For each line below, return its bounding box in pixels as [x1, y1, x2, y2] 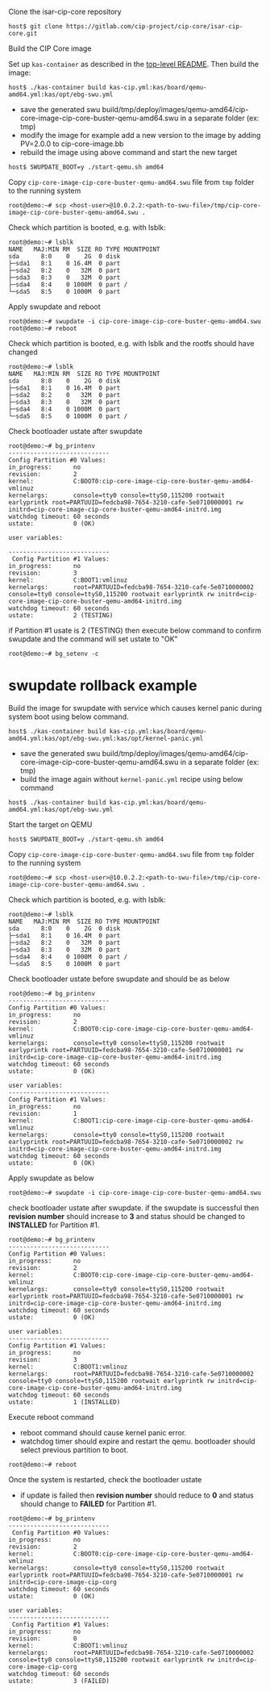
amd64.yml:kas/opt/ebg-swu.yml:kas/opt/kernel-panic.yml [8, 734, 204, 742]
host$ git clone [8, 23, 63, 31]
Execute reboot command [8, 1412, 94, 1422]
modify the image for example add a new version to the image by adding [19, 131, 261, 140]
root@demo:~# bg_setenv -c [8, 650, 99, 658]
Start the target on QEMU [8, 819, 93, 829]
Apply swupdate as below [8, 1173, 94, 1183]
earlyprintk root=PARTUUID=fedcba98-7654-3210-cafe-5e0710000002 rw [8, 1138, 243, 1146]
